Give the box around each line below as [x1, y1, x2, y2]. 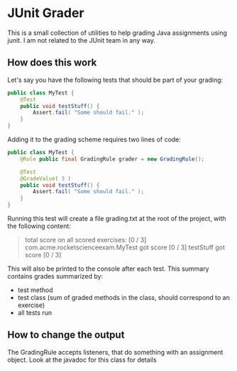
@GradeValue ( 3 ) [20, 175, 72, 182]
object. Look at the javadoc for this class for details [7, 355, 158, 364]
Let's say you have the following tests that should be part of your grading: [7, 75, 224, 84]
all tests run [17, 308, 52, 317]
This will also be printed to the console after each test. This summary [7, 264, 209, 273]
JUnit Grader [7, 5, 84, 21]
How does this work [7, 57, 97, 69]
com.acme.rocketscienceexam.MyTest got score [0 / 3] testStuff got [24, 243, 226, 252]
